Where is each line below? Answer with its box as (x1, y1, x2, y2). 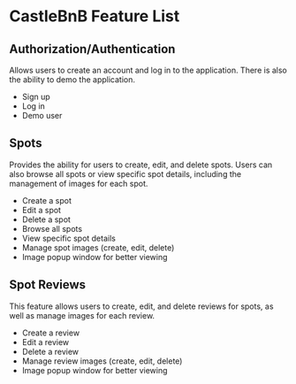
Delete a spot (21, 214, 71, 225)
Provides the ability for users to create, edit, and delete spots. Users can (9, 159, 273, 170)
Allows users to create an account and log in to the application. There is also (9, 65, 287, 75)
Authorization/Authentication (9, 42, 176, 57)
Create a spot (21, 195, 72, 205)
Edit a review (21, 336, 70, 347)
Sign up (21, 91, 50, 102)
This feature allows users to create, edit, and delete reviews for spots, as (9, 301, 274, 311)
